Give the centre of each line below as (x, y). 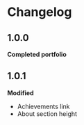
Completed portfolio (37, 54)
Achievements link (43, 106)
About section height (47, 114)
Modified (20, 93)
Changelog (40, 12)
